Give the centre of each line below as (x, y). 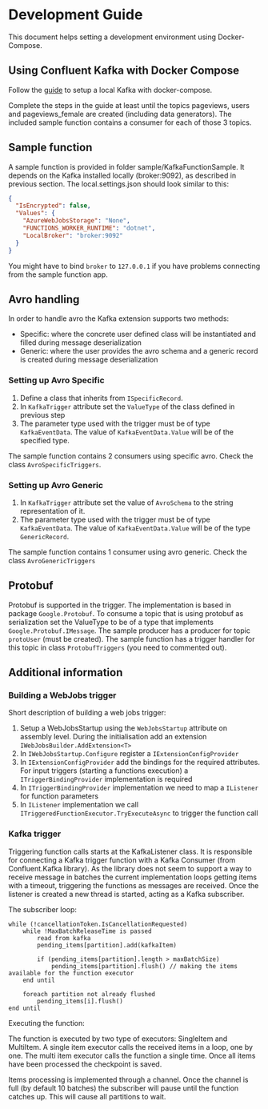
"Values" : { (36, 214)
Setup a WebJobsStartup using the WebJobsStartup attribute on (124, 728)
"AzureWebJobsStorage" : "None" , (76, 221)
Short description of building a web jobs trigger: (87, 713)
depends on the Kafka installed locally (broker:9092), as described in (122, 175)
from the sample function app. (58, 274)
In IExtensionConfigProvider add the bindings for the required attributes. (140, 763)
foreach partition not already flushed (89, 994)
